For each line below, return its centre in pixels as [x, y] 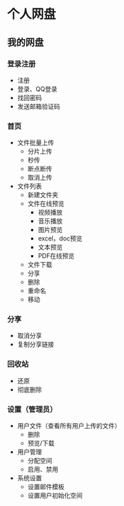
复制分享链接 [35, 344]
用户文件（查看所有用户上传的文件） [69, 426]
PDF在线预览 [56, 256]
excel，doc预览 [60, 238]
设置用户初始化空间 [55, 496]
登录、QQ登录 [37, 89]
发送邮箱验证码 [38, 106]
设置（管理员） [32, 409]
